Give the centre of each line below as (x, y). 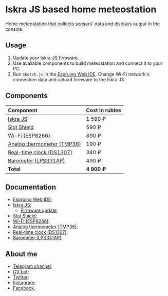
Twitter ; (21, 277)
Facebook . (24, 288)
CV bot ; (21, 272)
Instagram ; (24, 283)
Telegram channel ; (32, 266)
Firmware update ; (39, 210)
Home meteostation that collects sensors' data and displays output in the (83, 24)
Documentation (31, 187)
